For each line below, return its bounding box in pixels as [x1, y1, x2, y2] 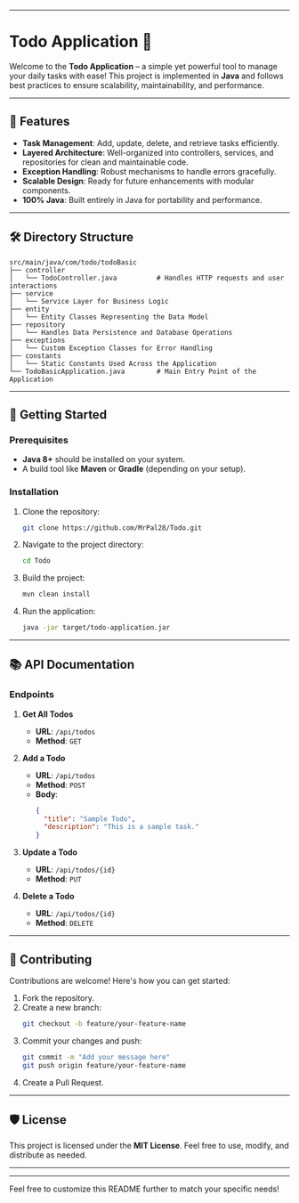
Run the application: [21, 606, 96, 617]
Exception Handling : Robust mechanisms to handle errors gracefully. [21, 166, 277, 176]
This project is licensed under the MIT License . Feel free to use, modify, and [9, 1141, 289, 1151]
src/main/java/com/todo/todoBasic [9, 257, 138, 267]
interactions [9, 281, 58, 290]
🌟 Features [9, 114, 70, 129]
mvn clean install [21, 589, 91, 599]
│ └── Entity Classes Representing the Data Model [9, 313, 209, 321]
